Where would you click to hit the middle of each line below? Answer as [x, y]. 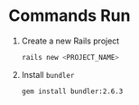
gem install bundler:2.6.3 [72, 91]
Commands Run [69, 16]
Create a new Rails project [70, 41]
